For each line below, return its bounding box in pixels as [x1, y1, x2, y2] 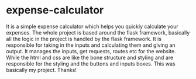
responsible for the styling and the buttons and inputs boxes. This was [6, 60, 176, 67]
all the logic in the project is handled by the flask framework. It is [6, 35, 162, 42]
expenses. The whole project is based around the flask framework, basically [6, 29, 190, 36]
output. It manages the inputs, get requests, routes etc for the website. [6, 47, 177, 54]
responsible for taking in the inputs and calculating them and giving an [6, 42, 176, 49]
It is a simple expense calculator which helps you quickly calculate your [6, 23, 178, 30]
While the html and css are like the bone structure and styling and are [6, 54, 174, 61]
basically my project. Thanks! [6, 66, 77, 73]
